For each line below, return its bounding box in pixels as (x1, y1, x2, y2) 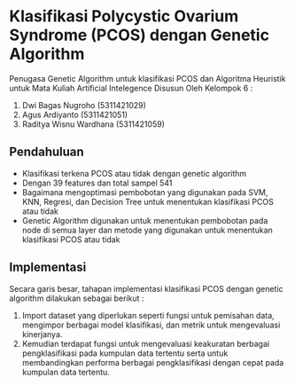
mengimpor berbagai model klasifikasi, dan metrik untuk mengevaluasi (21, 319, 281, 330)
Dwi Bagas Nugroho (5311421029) (21, 99, 146, 110)
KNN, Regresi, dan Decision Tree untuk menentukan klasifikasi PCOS (21, 196, 275, 207)
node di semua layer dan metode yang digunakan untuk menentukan (21, 225, 273, 235)
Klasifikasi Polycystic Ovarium (9, 6, 239, 27)
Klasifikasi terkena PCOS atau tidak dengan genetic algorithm (21, 168, 247, 178)
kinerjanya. (21, 328, 63, 339)
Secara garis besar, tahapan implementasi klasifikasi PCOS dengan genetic (9, 283, 283, 294)
